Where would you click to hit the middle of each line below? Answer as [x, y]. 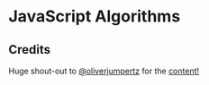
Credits [30, 50]
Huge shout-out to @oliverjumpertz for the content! [104, 71]
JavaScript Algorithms [95, 17]
